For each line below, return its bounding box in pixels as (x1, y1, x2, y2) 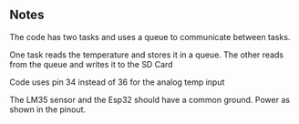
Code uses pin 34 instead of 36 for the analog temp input (9, 77, 225, 88)
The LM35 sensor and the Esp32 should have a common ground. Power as (9, 94, 290, 105)
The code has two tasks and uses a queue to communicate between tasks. (9, 31, 291, 42)
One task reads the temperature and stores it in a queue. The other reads (9, 49, 284, 60)
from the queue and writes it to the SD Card (9, 58, 173, 69)
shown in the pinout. (9, 104, 87, 115)
